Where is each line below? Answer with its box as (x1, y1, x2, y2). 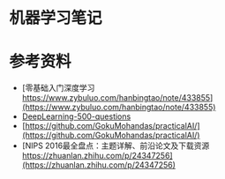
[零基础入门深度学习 (21, 83, 95, 93)
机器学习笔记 (9, 8, 103, 28)
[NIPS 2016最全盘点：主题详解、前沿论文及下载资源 (21, 140, 210, 151)
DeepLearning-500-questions (21, 111, 131, 122)
